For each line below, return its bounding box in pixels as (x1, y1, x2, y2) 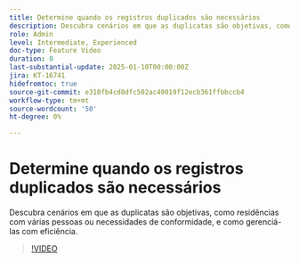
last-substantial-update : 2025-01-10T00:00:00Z (9, 63, 190, 72)
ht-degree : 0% (9, 112, 62, 121)
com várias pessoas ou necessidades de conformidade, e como (9, 217, 245, 227)
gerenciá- (246, 217, 282, 227)
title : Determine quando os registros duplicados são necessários (9, 12, 261, 22)
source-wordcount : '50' (9, 104, 98, 113)
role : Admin (9, 29, 53, 38)
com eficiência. (21, 226, 78, 237)
